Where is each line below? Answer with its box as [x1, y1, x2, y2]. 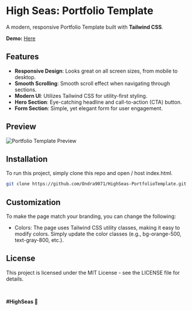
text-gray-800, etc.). [14, 237, 64, 244]
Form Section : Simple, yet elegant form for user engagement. [14, 104, 163, 112]
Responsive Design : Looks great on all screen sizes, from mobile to [14, 67, 178, 74]
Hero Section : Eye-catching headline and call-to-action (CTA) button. [14, 98, 182, 105]
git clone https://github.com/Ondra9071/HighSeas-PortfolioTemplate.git [6, 181, 187, 187]
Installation [6, 154, 48, 164]
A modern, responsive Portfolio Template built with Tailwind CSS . [6, 23, 163, 30]
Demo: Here [6, 35, 36, 42]
